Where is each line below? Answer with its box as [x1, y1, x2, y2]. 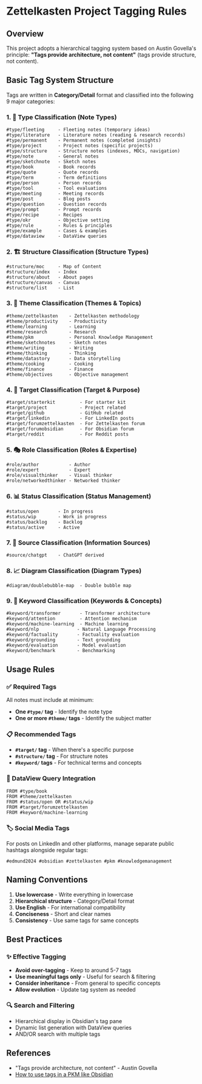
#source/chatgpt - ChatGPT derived [6, 552, 104, 558]
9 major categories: [6, 97, 55, 105]
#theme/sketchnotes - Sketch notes [6, 339, 107, 346]
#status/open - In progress [6, 508, 94, 515]
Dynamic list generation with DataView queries [15, 1024, 132, 1031]
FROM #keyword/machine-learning [6, 809, 88, 816]
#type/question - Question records [6, 201, 107, 207]
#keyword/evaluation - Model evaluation [6, 642, 126, 648]
